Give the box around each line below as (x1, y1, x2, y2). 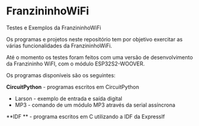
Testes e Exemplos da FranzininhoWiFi (6, 24, 101, 31)
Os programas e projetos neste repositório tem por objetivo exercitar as (6, 35, 183, 43)
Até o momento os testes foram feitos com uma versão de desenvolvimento (6, 53, 193, 61)
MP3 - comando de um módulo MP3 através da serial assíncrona (14, 101, 176, 109)
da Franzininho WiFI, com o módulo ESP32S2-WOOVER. (6, 60, 145, 67)
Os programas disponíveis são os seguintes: (6, 71, 116, 79)
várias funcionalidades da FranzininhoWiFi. (6, 42, 113, 49)
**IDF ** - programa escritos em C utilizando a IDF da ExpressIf (6, 113, 165, 120)
